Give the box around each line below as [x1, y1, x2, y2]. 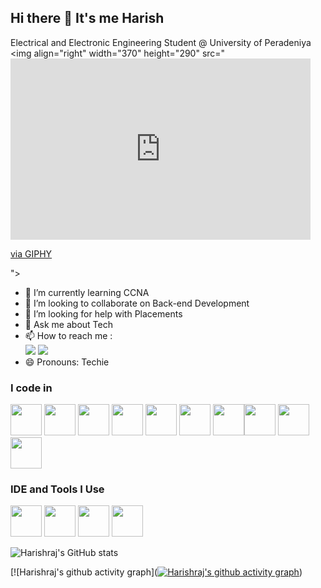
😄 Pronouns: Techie [24, 356, 110, 368]
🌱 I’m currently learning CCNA [24, 286, 150, 298]
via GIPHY [10, 247, 53, 260]
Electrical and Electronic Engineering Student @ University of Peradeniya [10, 36, 312, 48]
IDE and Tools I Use [10, 482, 105, 496]
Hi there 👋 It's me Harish [10, 10, 165, 27]
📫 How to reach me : [24, 329, 113, 341]
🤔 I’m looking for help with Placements [24, 307, 183, 320]
